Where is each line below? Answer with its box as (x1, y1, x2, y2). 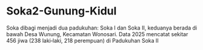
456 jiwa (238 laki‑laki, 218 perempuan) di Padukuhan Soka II (6, 37, 159, 44)
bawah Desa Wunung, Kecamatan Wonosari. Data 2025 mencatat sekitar (6, 30, 188, 37)
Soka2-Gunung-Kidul (6, 4, 117, 18)
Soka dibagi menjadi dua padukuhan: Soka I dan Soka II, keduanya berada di (6, 24, 198, 31)
